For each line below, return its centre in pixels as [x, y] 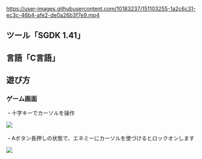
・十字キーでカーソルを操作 [41, 113]
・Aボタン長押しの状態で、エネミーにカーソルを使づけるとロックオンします [100, 139]
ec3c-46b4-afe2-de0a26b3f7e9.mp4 [53, 15]
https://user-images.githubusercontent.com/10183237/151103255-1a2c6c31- [101, 9]
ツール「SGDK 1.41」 [46, 36]
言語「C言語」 [33, 58]
